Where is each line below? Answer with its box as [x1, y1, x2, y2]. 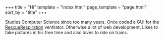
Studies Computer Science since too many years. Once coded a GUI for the [5, 19, 160, 25]
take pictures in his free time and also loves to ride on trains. [5, 30, 128, 35]
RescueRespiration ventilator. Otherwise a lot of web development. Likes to [5, 24, 159, 30]
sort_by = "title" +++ [5, 9, 47, 15]
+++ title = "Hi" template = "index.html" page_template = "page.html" [5, 4, 147, 10]
